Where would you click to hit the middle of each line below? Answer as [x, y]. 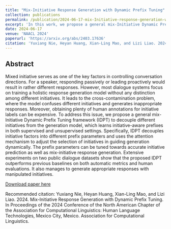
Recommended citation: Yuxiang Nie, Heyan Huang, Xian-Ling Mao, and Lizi [85, 194]
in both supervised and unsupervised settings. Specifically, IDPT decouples [84, 130]
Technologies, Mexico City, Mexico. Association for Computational [75, 216]
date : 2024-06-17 [24, 29]
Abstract [20, 64]
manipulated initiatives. [30, 174]
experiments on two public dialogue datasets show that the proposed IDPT [83, 158]
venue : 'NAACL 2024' [27, 34]
